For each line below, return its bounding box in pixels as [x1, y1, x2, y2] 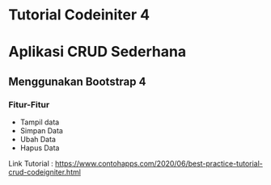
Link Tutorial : [8, 159, 54, 169]
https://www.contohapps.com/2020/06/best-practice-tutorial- [55, 159, 263, 169]
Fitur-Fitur [8, 99, 50, 110]
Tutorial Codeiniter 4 [8, 6, 150, 24]
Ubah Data [19, 135, 57, 145]
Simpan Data [19, 126, 63, 136]
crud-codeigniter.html [8, 167, 81, 177]
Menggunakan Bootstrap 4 [8, 74, 146, 88]
